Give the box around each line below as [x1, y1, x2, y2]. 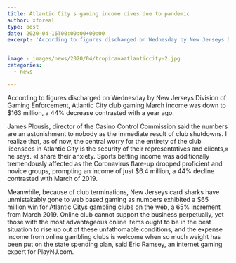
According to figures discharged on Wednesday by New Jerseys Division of [7, 93, 227, 102]
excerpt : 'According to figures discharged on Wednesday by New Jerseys [7, 36, 225, 43]
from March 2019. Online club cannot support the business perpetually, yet [7, 210, 224, 218]
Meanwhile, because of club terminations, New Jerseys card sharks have [7, 187, 220, 196]
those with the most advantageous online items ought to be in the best [7, 217, 211, 226]
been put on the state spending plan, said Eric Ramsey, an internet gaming [7, 240, 223, 248]
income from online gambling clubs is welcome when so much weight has [7, 232, 221, 241]
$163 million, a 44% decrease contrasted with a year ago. [7, 108, 174, 116]
